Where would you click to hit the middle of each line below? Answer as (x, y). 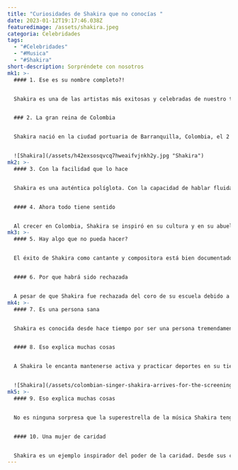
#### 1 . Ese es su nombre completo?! (69, 80)
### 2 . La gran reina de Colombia (64, 118)
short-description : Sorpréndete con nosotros (75, 67)
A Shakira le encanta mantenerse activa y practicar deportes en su (117, 367)
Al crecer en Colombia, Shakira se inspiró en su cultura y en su (114, 226)
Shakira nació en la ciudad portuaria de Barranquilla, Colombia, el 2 (122, 137)
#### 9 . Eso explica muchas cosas (64, 398)
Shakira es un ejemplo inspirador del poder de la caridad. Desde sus (120, 455)
